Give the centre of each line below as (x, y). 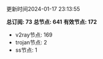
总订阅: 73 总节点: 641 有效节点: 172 (51, 22)
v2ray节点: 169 (34, 35)
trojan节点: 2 (31, 42)
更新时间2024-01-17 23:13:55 (43, 9)
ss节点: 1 (26, 50)
